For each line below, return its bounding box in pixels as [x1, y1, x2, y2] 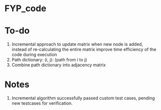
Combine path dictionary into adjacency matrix [11, 62, 106, 68]
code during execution [11, 52, 57, 57]
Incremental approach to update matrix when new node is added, [11, 41, 143, 47]
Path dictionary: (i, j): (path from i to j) [11, 57, 87, 63]
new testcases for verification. [11, 100, 73, 106]
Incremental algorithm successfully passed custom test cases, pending [11, 95, 155, 101]
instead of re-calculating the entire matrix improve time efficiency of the [11, 47, 157, 53]
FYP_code [4, 3, 47, 14]
